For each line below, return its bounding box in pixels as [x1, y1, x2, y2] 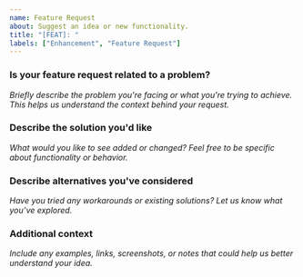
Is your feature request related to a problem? [9, 69, 211, 82]
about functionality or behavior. [9, 152, 128, 163]
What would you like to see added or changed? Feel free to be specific [9, 142, 275, 153]
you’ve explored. [9, 205, 73, 216]
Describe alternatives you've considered [9, 174, 194, 187]
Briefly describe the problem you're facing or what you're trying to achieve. [9, 89, 293, 100]
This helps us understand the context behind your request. [9, 99, 229, 110]
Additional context [9, 228, 94, 241]
